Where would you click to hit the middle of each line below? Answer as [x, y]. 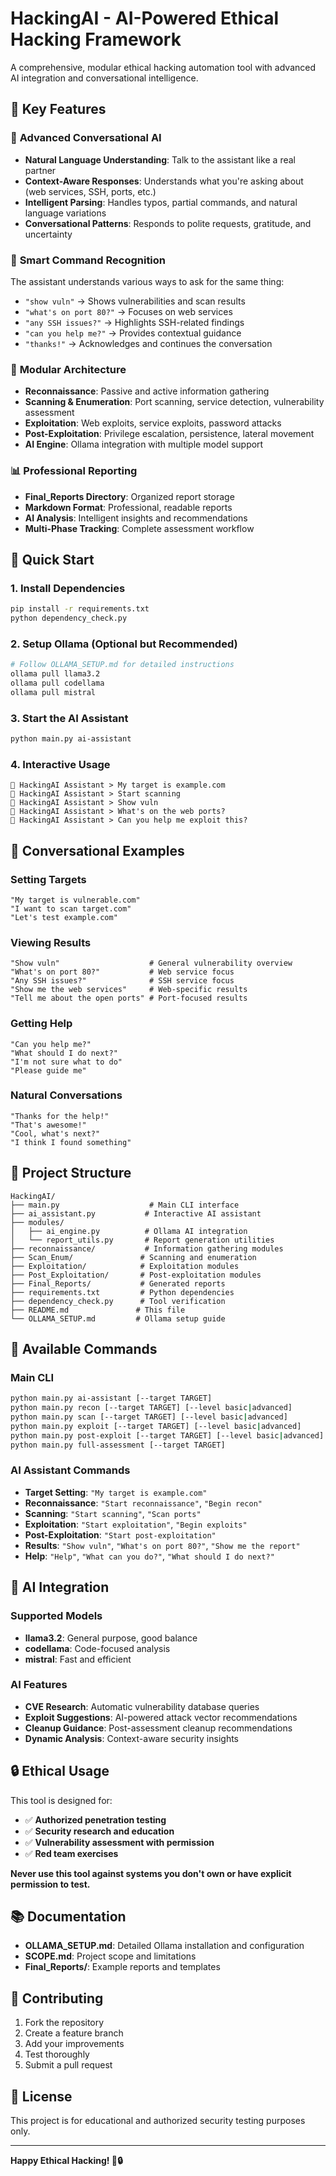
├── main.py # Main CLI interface [125, 1205]
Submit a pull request [68, 2065]
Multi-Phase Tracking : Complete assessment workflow [139, 528]
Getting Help [41, 1024]
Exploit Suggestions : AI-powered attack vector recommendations [161, 1717]
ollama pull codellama [57, 683]
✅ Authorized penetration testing [95, 1819]
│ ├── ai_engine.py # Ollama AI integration [129, 1231]
